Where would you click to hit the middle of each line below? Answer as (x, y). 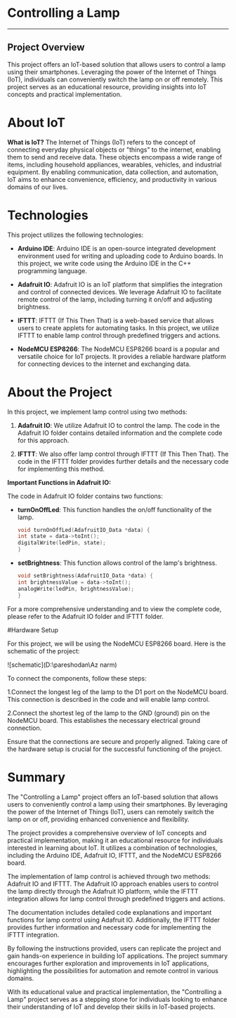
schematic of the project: (44, 651)
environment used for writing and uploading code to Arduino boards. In (120, 256)
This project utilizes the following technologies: (76, 235)
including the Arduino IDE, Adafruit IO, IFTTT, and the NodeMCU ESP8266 (114, 855)
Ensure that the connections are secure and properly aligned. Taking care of (118, 741)
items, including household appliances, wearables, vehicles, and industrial (114, 164)
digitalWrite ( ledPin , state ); (62, 543)
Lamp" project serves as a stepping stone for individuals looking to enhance (117, 999)
